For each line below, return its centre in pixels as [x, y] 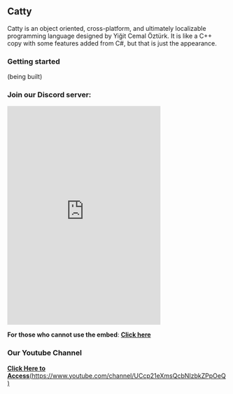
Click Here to [27, 368]
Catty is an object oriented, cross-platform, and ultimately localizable [107, 28]
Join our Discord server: [49, 95]
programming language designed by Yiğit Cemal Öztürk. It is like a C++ [110, 36]
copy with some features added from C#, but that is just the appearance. [112, 43]
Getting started [34, 61]
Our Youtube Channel [45, 353]
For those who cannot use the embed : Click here [79, 335]
